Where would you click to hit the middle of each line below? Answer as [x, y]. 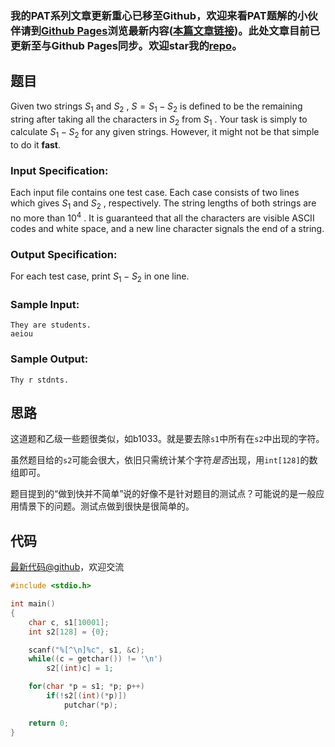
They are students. [51, 325]
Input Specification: [59, 171]
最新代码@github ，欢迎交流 [67, 567]
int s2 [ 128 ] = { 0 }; [69, 632]
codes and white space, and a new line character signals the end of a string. [167, 228]
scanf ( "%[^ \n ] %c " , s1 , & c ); [86, 650]
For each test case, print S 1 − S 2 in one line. [100, 277]
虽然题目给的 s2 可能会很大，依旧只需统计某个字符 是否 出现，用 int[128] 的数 [164, 460]
